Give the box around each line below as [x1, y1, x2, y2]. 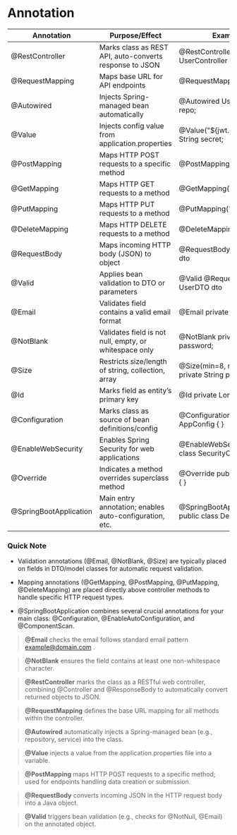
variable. [24, 757, 51, 765]
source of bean [99, 414, 150, 424]
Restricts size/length [99, 356, 167, 366]
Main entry [99, 493, 135, 503]
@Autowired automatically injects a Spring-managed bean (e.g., [24, 728, 213, 736]
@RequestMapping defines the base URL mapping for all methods [24, 707, 219, 715]
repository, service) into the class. [24, 735, 124, 744]
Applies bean [99, 269, 143, 279]
